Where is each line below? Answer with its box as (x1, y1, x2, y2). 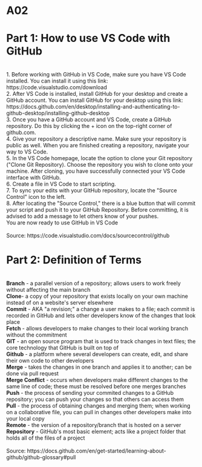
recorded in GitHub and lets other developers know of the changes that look (6, 312, 196, 319)
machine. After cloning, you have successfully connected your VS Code (6, 167, 186, 175)
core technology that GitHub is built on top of (6, 344, 119, 352)
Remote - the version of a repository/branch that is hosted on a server (6, 422, 181, 429)
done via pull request (6, 370, 59, 377)
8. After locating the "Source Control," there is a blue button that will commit (6, 200, 196, 207)
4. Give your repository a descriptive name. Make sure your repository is (6, 135, 187, 143)
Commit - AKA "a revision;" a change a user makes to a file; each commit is (6, 306, 195, 313)
